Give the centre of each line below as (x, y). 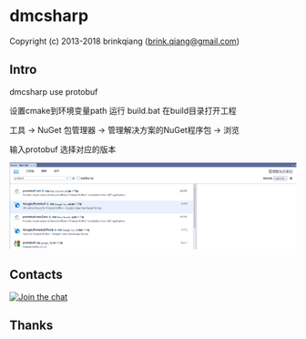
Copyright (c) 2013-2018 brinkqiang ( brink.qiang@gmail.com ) (124, 41)
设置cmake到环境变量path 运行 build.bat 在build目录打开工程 (123, 110)
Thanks (31, 326)
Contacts (36, 275)
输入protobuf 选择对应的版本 (63, 149)
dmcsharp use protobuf (54, 91)
